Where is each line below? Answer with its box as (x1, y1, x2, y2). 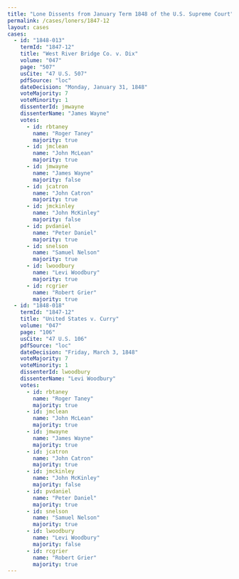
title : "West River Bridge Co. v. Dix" (20, 51, 139, 58)
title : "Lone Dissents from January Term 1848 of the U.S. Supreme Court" (7, 10, 234, 18)
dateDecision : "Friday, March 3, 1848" (20, 349, 139, 356)
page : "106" (20, 329, 55, 336)
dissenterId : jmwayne (20, 103, 84, 111)
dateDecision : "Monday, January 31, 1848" (20, 83, 148, 91)
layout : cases (7, 24, 50, 31)
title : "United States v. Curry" (20, 315, 119, 323)
